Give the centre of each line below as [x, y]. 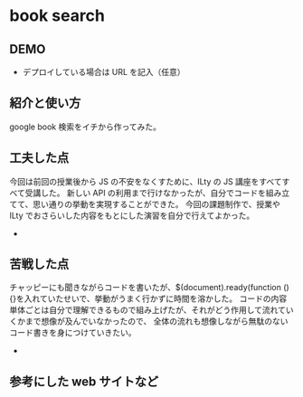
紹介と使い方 [45, 104]
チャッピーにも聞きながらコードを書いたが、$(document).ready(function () [149, 288]
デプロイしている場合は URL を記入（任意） [104, 72]
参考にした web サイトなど [84, 381]
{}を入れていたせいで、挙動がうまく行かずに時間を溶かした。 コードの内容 [148, 298]
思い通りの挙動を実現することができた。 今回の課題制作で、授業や [156, 203]
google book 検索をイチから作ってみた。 [85, 127]
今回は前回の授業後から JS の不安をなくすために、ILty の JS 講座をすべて [146, 181]
